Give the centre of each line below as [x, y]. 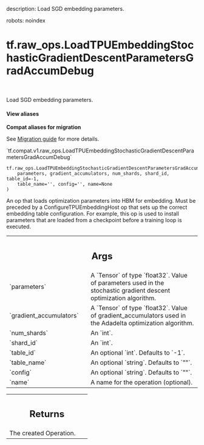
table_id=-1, [23, 179]
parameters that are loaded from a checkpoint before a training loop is [94, 220]
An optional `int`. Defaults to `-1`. [138, 353]
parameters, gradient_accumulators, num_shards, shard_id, [93, 174]
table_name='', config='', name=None [65, 185]
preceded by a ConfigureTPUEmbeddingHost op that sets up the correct [97, 207]
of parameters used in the [127, 283]
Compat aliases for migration [44, 127]
